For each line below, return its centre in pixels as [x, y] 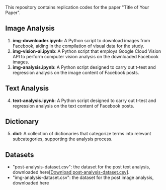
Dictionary [22, 122]
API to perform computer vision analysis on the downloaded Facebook [86, 56]
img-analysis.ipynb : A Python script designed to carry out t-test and [84, 67]
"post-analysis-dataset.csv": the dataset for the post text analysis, [81, 167]
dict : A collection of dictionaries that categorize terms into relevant [82, 134]
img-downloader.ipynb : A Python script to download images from [81, 40]
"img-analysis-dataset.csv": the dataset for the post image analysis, [83, 177]
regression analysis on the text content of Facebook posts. [73, 106]
